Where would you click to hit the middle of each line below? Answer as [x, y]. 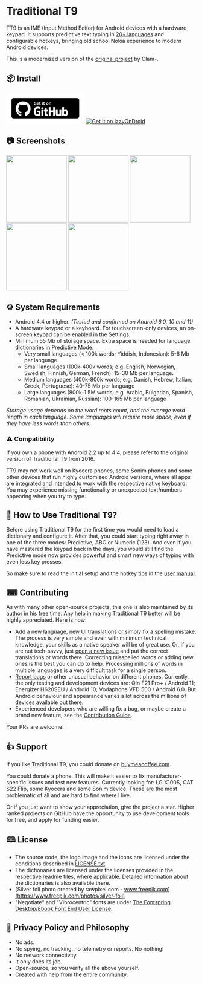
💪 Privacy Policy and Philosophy [68, 927]
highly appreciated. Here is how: [46, 620]
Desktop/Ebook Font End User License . [64, 908]
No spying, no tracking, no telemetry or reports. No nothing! [89, 948]
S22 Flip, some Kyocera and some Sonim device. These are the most [92, 789]
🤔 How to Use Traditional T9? [62, 515]
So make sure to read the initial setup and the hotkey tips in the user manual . [101, 573]
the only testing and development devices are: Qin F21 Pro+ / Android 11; [105, 683]
